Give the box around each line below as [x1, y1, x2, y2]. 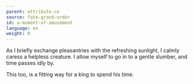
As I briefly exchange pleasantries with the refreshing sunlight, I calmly [6, 47, 180, 54]
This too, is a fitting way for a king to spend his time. [6, 71, 134, 78]
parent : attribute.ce [6, 8, 60, 15]
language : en [6, 25, 39, 31]
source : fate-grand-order [6, 14, 70, 20]
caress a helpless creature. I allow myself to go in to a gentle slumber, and [6, 53, 188, 60]
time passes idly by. [6, 60, 55, 67]
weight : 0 [6, 31, 31, 37]
